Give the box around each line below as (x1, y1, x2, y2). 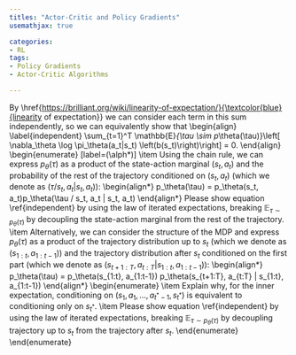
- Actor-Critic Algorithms (9, 70, 109, 80)
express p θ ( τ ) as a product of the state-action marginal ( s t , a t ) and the (9, 158, 264, 171)
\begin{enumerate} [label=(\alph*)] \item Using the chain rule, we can (9, 149, 264, 159)
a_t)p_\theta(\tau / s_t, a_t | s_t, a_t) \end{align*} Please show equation (9, 193, 265, 204)
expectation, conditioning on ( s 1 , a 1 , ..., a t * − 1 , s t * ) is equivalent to (9, 289, 243, 302)
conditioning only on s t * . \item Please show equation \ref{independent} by (9, 301, 279, 314)
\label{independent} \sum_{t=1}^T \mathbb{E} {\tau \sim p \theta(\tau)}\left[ (9, 130, 281, 141)
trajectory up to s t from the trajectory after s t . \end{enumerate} (9, 325, 239, 338)
